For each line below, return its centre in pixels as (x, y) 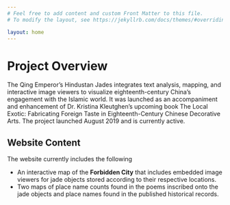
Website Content (44, 142)
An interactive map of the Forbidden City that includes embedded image (119, 172)
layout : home (26, 32)
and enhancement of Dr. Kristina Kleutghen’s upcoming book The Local (107, 107)
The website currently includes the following (69, 159)
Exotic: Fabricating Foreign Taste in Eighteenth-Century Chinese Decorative (114, 114)
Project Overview (57, 66)
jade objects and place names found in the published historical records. (118, 194)
